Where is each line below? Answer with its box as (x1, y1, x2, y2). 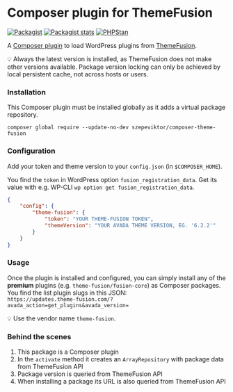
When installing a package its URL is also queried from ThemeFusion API (17, 377, 226, 386)
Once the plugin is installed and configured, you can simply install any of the (7, 273, 226, 282)
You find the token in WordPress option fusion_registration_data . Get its (7, 175, 218, 183)
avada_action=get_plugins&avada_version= (7, 302, 129, 309)
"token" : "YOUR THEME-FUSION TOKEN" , (44, 215, 154, 223)
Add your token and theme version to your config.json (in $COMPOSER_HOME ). (7, 162, 223, 170)
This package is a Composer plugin (17, 348, 120, 356)
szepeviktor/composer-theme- (131, 124, 216, 131)
